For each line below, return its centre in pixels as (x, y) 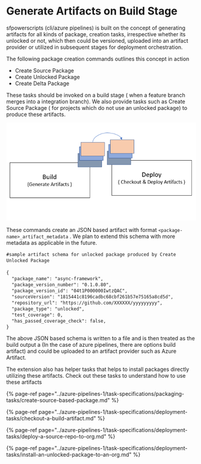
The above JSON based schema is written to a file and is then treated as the (101, 338)
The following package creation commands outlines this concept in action (98, 59)
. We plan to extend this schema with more (122, 236)
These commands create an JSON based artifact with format (82, 230)
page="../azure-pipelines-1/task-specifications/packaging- (111, 393)
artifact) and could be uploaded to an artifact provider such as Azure (91, 351)
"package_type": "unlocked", (48, 309)
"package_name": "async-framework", (57, 279)
